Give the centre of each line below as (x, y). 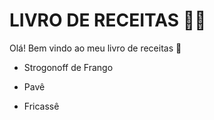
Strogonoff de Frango (68, 67)
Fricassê (41, 106)
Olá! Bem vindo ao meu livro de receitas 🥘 (95, 48)
